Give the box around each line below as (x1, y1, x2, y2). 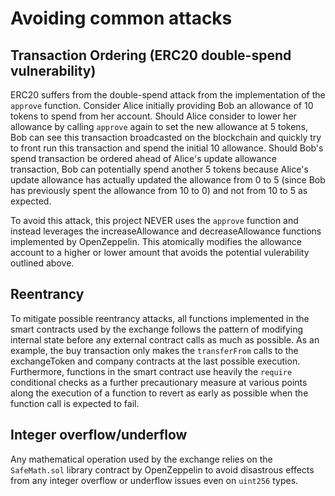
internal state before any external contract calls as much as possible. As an (10, 333, 320, 346)
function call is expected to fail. (10, 397, 140, 409)
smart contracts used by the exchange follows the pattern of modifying (10, 323, 304, 335)
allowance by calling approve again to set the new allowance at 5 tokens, (10, 121, 309, 132)
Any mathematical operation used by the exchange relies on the (10, 453, 273, 465)
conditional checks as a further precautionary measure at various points (10, 376, 308, 388)
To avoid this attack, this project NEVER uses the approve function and (10, 215, 299, 226)
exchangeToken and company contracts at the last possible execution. (10, 355, 301, 367)
